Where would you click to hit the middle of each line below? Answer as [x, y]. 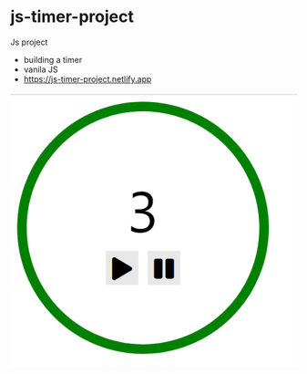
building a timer [53, 59]
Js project [29, 42]
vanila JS [41, 69]
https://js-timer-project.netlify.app [87, 78]
